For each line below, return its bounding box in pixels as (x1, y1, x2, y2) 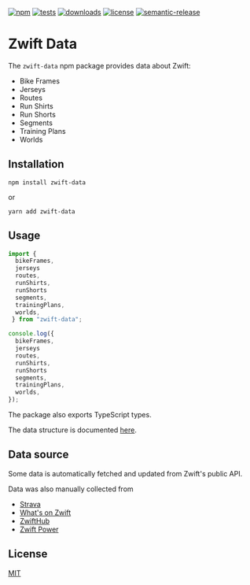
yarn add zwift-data (8, 207, 76, 216)
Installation (8, 157, 64, 171)
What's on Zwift (19, 508, 72, 517)
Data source (8, 448, 69, 461)
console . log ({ (8, 330, 55, 338)
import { (8, 250, 37, 257)
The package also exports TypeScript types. (8, 410, 152, 420)
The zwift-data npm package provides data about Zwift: (8, 61, 191, 70)
